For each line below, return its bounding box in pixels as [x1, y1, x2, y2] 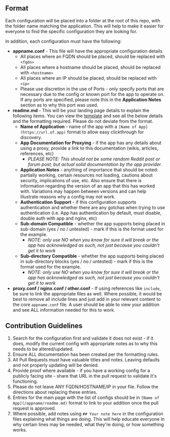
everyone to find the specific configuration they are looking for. [5, 28, 138, 35]
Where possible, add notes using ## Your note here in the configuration [12, 411, 163, 417]
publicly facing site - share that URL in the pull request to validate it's [12, 373, 157, 379]
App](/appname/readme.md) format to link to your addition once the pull [12, 399, 159, 406]
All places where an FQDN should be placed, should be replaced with [20, 53, 165, 59]
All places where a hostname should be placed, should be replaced [20, 64, 161, 70]
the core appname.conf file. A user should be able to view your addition [12, 301, 160, 308]
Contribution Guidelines [5, 322, 83, 330]
